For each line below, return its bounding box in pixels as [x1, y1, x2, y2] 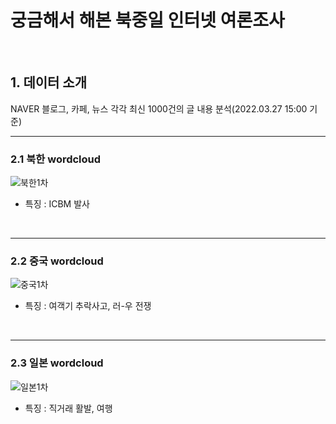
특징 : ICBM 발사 [24, 198, 90, 210]
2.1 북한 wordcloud [10, 152, 102, 166]
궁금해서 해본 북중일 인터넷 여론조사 [10, 9, 285, 32]
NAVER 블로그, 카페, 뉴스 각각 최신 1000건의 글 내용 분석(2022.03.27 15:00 [10, 102, 308, 115]
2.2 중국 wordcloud [10, 254, 104, 268]
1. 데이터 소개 [10, 74, 87, 91]
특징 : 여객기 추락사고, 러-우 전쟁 [24, 300, 152, 312]
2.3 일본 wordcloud [10, 356, 104, 370]
